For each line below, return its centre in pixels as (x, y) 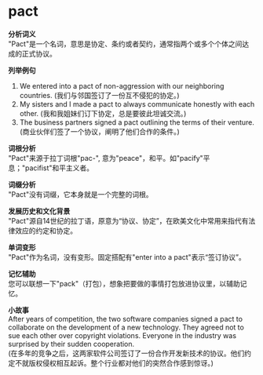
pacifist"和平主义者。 (59, 168)
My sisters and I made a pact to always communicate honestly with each (137, 104)
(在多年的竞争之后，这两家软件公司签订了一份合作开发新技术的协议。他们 (126, 353)
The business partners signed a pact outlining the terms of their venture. (137, 122)
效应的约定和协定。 (46, 231)
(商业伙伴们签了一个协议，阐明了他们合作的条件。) (100, 131)
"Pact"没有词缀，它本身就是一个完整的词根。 (80, 194)
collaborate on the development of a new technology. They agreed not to (126, 327)
